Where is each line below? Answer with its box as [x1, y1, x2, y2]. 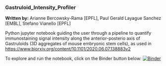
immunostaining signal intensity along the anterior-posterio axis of [5, 35, 140, 41]
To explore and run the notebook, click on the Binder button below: [5, 56, 142, 62]
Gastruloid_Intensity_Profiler [5, 4, 76, 11]
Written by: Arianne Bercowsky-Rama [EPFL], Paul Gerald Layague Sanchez [5, 15, 162, 21]
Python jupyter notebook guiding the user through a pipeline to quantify [5, 30, 152, 36]
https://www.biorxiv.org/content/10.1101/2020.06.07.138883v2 [5, 46, 131, 52]
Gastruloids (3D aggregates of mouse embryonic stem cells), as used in [5, 41, 152, 47]
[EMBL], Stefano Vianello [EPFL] [5, 20, 71, 26]
